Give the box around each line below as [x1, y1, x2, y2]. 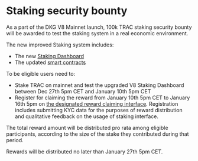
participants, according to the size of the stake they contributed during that [6, 130, 189, 137]
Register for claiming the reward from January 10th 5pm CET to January [14, 94, 190, 101]
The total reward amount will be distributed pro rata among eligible [6, 124, 168, 131]
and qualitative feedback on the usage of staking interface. [14, 113, 158, 120]
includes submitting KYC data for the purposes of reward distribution [14, 106, 183, 113]
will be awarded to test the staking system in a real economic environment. [6, 29, 189, 36]
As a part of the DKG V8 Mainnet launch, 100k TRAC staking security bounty [6, 24, 192, 31]
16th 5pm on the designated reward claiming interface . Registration [14, 100, 178, 107]
